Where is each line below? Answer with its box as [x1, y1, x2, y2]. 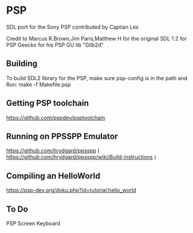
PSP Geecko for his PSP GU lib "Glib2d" [6, 41, 104, 48]
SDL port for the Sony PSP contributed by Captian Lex [6, 23, 139, 30]
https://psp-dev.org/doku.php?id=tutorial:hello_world [6, 186, 136, 194]
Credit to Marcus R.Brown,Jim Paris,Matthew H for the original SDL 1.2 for [6, 35, 187, 42]
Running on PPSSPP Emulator [6, 131, 118, 141]
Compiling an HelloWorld [6, 171, 101, 181]
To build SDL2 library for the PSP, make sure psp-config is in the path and [6, 74, 188, 81]
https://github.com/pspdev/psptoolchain [6, 114, 105, 121]
